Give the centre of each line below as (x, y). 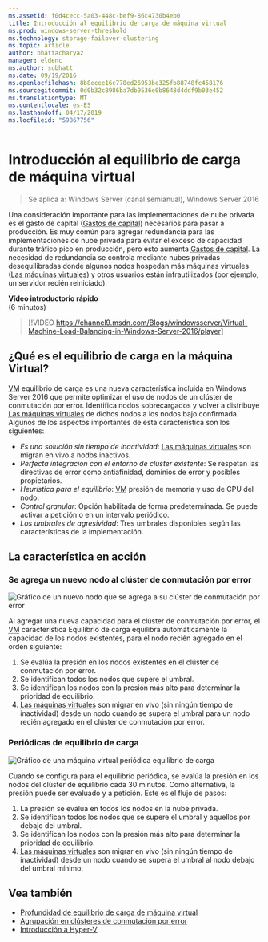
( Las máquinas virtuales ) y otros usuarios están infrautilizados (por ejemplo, (134, 274)
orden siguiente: (35, 647)
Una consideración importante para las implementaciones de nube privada (131, 214)
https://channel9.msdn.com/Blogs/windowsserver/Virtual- (152, 323)
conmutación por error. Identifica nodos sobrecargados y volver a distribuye (134, 405)
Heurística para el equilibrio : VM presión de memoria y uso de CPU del (137, 489)
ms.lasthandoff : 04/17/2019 (55, 113)
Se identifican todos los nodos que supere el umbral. (107, 680)
